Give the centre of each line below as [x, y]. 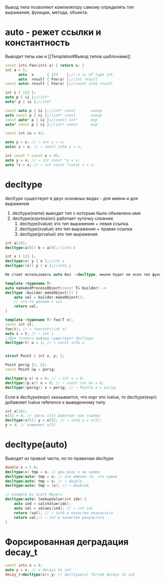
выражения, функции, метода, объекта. [47, 12]
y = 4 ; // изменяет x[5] [30, 425]
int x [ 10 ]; [16, 411]
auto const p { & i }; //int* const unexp [54, 115]
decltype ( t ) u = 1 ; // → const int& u [45, 343]
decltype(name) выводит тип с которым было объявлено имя [76, 213]
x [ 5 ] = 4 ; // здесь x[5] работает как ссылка [52, 416]
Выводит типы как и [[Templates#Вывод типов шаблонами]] [68, 56]
